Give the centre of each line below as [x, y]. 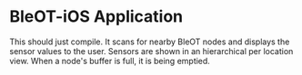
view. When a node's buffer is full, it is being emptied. [110, 61]
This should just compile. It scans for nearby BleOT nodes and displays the [150, 42]
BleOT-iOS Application [96, 17]
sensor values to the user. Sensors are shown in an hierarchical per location [151, 51]
